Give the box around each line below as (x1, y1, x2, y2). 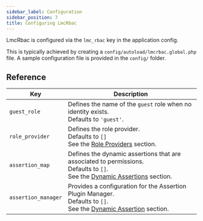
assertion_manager (9, 194, 62, 201)
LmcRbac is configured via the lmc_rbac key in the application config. (6, 37, 179, 44)
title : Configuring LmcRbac (6, 20, 77, 26)
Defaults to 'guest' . (68, 115, 124, 123)
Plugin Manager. (68, 190, 115, 198)
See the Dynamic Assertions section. (68, 172, 172, 181)
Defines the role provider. (68, 125, 140, 133)
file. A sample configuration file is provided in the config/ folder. (6, 55, 166, 62)
